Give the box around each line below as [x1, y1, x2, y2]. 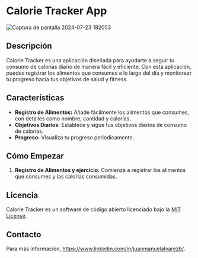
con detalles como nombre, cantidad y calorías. [14, 114, 132, 122]
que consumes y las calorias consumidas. [14, 173, 117, 180]
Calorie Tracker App [6, 4, 107, 18]
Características [6, 93, 65, 103]
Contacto [6, 230, 41, 240]
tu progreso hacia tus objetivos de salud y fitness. [6, 75, 128, 82]
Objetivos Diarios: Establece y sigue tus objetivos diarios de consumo [14, 121, 187, 128]
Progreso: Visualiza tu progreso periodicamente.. [14, 133, 136, 141]
